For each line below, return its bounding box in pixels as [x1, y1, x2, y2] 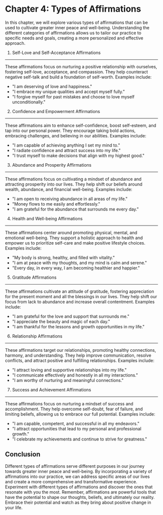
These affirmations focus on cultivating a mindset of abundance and [5, 176, 142, 182]
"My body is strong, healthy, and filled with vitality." [12, 254, 115, 260]
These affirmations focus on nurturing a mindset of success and [5, 401, 133, 406]
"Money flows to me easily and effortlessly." [12, 201, 100, 207]
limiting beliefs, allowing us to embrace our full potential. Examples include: [5, 411, 155, 417]
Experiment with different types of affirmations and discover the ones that [5, 484, 153, 490]
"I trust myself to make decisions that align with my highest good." [12, 153, 145, 158]
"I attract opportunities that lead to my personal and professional [12, 425, 142, 432]
